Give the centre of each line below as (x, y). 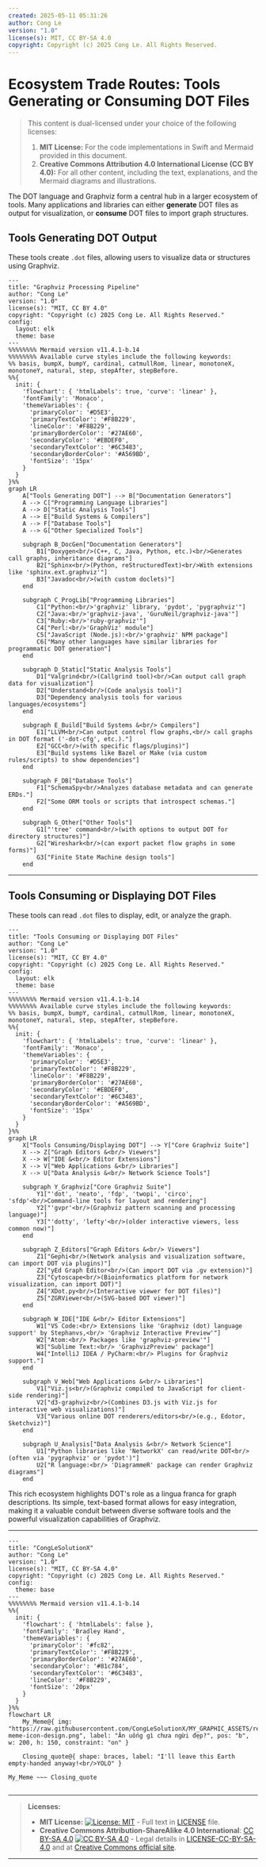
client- (233, 1388)
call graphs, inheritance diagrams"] (70, 558)
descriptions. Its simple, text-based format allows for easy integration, (123, 1502)
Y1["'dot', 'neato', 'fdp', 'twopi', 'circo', (115, 1194)
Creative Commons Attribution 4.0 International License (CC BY (146, 164)
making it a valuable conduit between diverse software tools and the (120, 1510)
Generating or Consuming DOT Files (129, 101)
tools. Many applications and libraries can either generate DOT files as (123, 205)
